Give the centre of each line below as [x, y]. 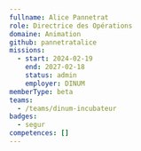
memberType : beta [41, 91]
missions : [27, 51]
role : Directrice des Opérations [71, 26]
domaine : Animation [45, 34]
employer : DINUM [55, 83]
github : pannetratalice [53, 42]
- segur [31, 125]
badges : [23, 116]
